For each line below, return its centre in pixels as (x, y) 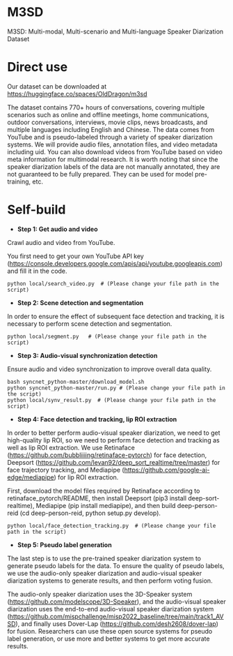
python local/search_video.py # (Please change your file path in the (113, 283)
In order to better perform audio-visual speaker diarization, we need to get (114, 433)
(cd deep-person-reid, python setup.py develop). (90, 513)
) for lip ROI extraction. (86, 477)
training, (19, 181)
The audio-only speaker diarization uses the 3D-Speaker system (100, 594)
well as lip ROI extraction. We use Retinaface (71, 447)
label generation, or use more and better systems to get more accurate (109, 639)
